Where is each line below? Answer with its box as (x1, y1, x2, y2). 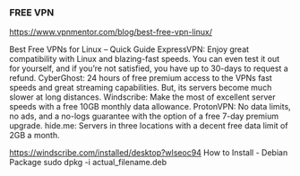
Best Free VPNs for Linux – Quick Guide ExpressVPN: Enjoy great (9, 44, 249, 55)
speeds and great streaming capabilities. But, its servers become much (9, 83, 272, 93)
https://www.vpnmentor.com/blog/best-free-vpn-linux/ (9, 27, 213, 38)
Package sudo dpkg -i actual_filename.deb (9, 157, 167, 168)
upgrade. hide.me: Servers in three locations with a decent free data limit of (9, 120, 288, 131)
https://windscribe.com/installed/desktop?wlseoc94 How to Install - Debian (9, 147, 288, 158)
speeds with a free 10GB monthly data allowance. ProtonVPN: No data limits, (9, 101, 291, 112)
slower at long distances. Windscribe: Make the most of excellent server (9, 92, 276, 102)
